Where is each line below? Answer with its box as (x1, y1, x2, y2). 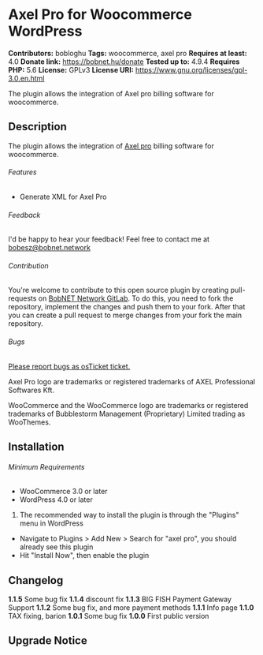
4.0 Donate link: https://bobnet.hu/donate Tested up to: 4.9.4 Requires (8, 57, 240, 66)
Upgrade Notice (8, 634, 88, 648)
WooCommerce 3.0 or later (19, 487, 108, 496)
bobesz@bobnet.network (8, 243, 91, 253)
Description (8, 120, 67, 133)
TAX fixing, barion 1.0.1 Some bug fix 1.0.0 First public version (8, 611, 209, 620)
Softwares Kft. (8, 385, 55, 395)
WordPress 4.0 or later (19, 495, 93, 504)
